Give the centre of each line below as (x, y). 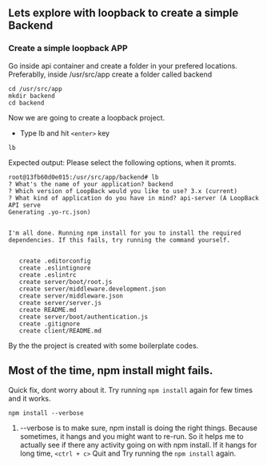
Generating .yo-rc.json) (50, 212)
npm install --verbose (46, 413)
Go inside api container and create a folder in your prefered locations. (123, 65)
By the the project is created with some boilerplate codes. (104, 346)
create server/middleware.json (71, 296)
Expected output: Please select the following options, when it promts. (122, 162)
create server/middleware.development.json (92, 289)
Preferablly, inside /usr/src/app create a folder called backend (110, 74)
